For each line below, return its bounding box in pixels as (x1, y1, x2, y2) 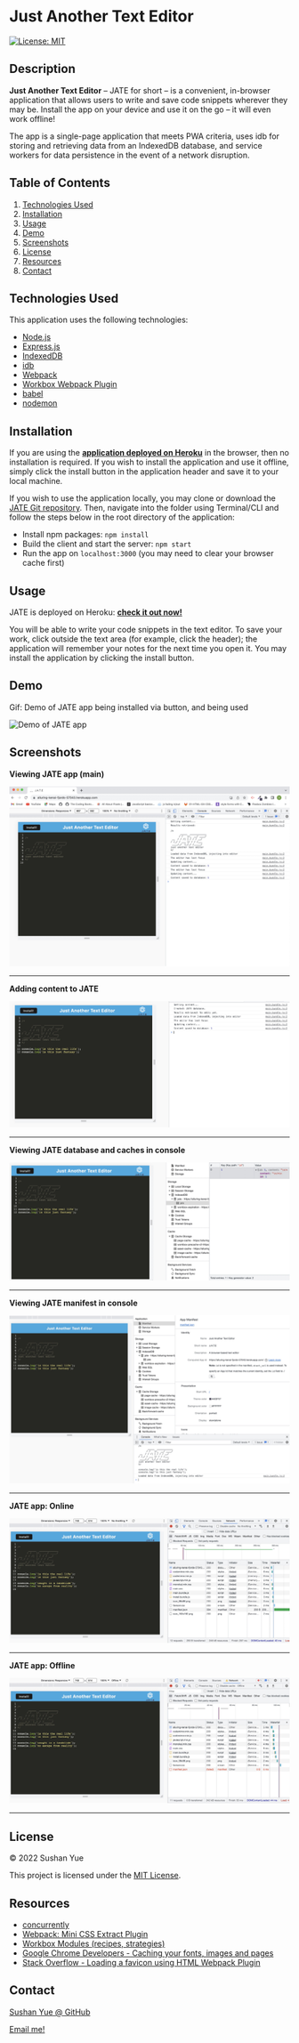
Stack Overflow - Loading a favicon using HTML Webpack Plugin (21, 1957, 261, 1967)
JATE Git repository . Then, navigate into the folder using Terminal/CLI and (9, 503, 279, 513)
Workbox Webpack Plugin (21, 379, 117, 390)
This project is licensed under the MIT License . (9, 1870, 182, 1881)
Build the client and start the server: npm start (21, 538, 192, 549)
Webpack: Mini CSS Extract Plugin (21, 1928, 149, 1939)
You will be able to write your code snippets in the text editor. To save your (9, 625, 283, 634)
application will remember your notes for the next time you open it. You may (9, 643, 287, 653)
